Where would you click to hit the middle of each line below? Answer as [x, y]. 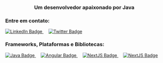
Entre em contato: [28, 20]
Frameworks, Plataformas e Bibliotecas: [55, 45]
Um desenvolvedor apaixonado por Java [84, 7]
